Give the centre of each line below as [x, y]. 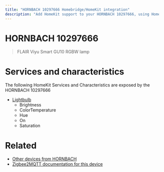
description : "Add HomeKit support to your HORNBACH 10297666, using [77, 14]
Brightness [30, 105]
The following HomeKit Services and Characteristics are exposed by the [78, 85]
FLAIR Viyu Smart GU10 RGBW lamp [53, 52]
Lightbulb [22, 100]
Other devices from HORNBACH [44, 159]
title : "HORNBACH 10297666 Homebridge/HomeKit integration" [68, 10]
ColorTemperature [38, 110]
